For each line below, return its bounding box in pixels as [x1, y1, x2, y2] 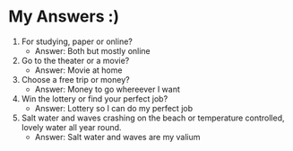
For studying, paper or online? [21, 36, 134, 47]
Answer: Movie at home [34, 65, 123, 75]
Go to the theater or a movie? [21, 55, 130, 66]
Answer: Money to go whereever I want [34, 84, 181, 94]
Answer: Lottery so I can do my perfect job [34, 102, 194, 113]
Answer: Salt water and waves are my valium [34, 131, 201, 142]
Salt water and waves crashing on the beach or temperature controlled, [21, 112, 285, 123]
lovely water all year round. [21, 121, 122, 132]
